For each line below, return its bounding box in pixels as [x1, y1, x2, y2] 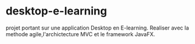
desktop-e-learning [5, 4, 108, 18]
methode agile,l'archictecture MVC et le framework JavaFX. [5, 30, 156, 37]
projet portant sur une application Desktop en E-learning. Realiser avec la [5, 24, 190, 31]
